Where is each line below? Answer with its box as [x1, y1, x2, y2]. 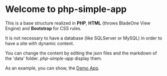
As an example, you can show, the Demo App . [5, 65, 100, 71]
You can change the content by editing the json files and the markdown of [5, 50, 157, 56]
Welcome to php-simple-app [5, 3, 127, 15]
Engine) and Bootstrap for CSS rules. [5, 25, 82, 31]
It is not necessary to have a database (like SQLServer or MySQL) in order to [5, 35, 163, 41]
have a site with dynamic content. [5, 40, 74, 46]
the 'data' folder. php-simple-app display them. [5, 55, 102, 61]
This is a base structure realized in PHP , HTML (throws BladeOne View [5, 20, 151, 26]
